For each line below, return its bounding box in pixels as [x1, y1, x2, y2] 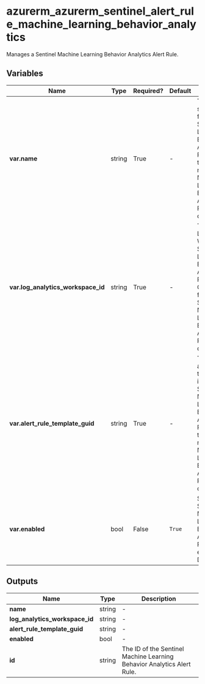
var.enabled [9, 525, 45, 533]
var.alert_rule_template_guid [9, 419, 95, 427]
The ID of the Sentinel [121, 644, 184, 653]
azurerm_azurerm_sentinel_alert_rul [6, 4, 194, 18]
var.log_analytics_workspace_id [9, 283, 105, 291]
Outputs [6, 576, 38, 587]
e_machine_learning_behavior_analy [6, 17, 196, 31]
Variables [6, 69, 44, 79]
